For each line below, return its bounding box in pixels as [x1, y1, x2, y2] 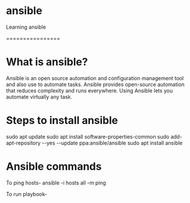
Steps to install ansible [6, 114, 118, 127]
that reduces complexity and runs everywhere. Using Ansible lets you [6, 87, 173, 94]
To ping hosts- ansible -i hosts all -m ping [6, 179, 106, 186]
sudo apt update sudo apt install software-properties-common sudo [6, 133, 170, 140]
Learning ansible [6, 23, 47, 30]
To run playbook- [6, 190, 48, 197]
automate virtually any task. [6, 93, 73, 100]
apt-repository [6, 139, 41, 146]
